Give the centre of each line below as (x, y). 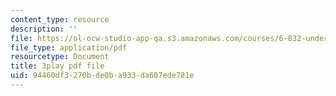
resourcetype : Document (60, 57)
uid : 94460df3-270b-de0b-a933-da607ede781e (102, 76)
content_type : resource (60, 19)
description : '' (44, 29)
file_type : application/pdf (69, 47)
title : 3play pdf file (57, 66)
